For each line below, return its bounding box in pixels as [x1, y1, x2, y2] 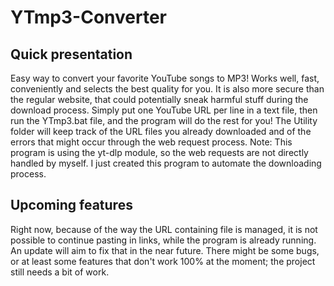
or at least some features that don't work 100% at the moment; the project [10, 255, 316, 267]
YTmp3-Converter [10, 6, 168, 29]
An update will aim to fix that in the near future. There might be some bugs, [10, 244, 320, 256]
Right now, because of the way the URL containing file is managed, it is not [10, 223, 318, 235]
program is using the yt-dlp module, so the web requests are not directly [10, 147, 309, 158]
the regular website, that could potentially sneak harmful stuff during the [10, 94, 309, 105]
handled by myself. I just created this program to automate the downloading [10, 157, 322, 169]
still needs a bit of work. [10, 266, 110, 278]
